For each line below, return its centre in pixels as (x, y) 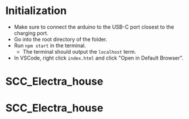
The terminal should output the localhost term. (79, 51)
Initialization (36, 11)
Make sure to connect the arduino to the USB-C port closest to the (94, 27)
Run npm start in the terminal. (50, 45)
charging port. (31, 33)
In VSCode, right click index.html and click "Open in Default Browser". (99, 58)
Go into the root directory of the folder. (61, 39)
